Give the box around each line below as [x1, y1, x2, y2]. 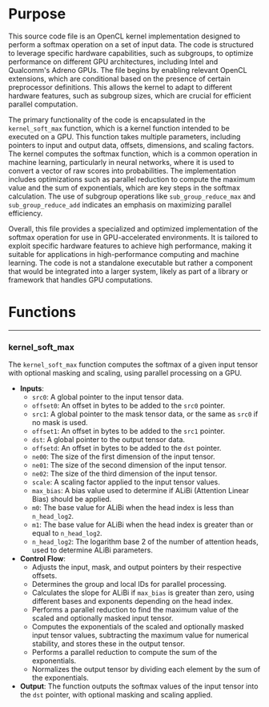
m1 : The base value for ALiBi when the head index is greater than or [31, 520, 254, 529]
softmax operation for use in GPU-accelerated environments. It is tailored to [8, 232, 259, 242]
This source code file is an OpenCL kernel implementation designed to [8, 31, 241, 41]
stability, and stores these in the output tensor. [31, 639, 186, 649]
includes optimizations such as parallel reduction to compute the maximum [8, 174, 255, 184]
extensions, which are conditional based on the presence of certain [8, 74, 231, 83]
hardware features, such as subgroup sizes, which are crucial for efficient [8, 90, 252, 100]
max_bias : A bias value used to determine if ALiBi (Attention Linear [31, 486, 250, 496]
